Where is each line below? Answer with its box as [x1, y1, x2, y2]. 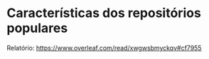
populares [6, 20, 68, 36]
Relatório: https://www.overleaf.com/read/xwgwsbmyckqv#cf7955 [6, 43, 202, 52]
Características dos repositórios [6, 5, 202, 21]
